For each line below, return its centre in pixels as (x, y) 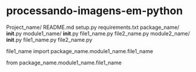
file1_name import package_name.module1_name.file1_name (80, 51)
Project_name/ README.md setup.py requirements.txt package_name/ (93, 27)
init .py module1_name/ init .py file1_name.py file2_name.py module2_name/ (98, 33)
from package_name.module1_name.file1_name (64, 63)
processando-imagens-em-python (94, 11)
